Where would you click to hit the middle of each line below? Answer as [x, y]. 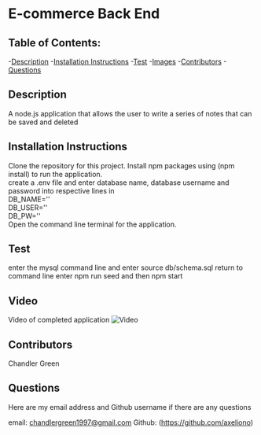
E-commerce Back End [84, 14]
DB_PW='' [24, 216]
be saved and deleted [43, 122]
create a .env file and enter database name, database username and [119, 182]
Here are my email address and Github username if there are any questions [130, 407]
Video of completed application [59, 320]
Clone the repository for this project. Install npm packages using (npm [121, 165]
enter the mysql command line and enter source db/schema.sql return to [126, 267]
